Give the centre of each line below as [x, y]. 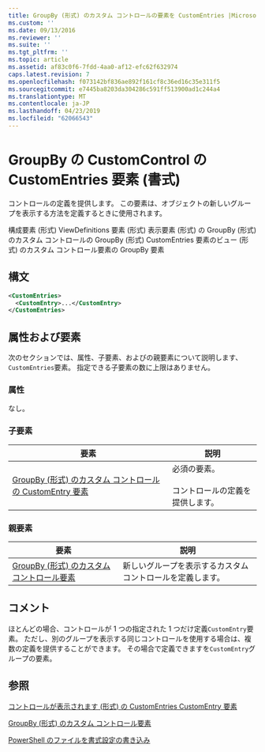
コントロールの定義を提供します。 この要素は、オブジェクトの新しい [119, 203]
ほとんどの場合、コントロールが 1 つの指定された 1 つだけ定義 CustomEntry [127, 629]
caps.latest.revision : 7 [49, 74]
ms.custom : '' [32, 23]
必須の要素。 [196, 469]
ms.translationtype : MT [47, 96]
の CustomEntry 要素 [50, 491]
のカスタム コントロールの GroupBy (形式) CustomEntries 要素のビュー [123, 240]
